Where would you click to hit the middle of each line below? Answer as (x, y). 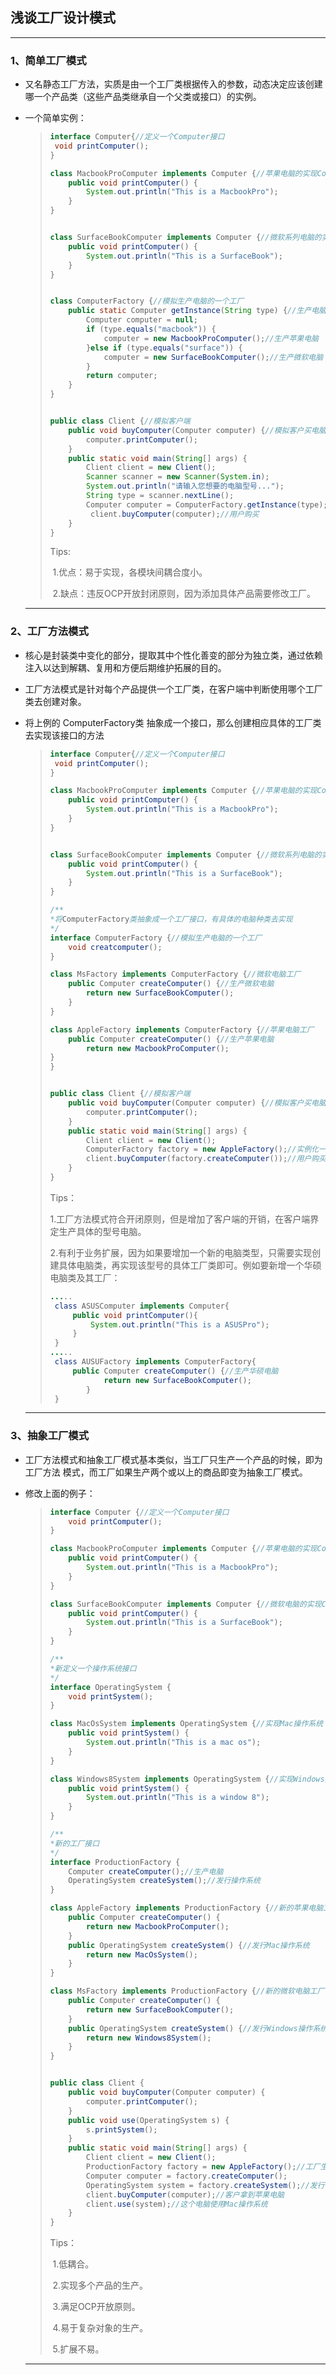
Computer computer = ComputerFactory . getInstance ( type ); (206, 504)
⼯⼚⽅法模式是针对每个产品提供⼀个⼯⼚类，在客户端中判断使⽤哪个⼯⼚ (173, 689)
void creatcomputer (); (115, 947)
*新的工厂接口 (74, 1843)
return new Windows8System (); (148, 2038)
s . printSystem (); (121, 2129)
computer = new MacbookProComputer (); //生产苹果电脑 (211, 338)
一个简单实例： (55, 118)
